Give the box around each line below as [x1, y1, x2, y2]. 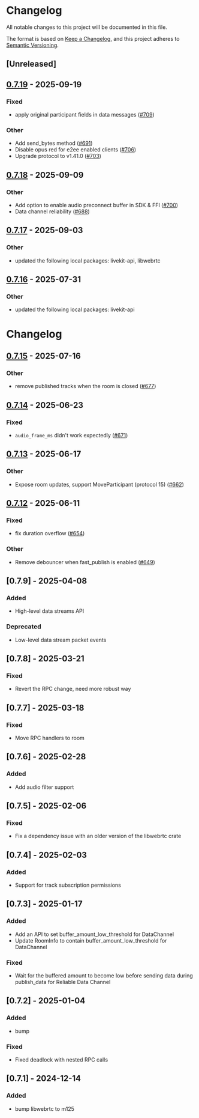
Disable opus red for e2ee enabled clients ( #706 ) [14, 146, 137, 153]
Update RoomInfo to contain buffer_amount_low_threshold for [14, 937, 167, 944]
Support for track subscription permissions [14, 881, 121, 889]
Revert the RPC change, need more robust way [14, 685, 131, 693]
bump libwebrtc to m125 [14, 1105, 75, 1112]
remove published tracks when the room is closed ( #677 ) [14, 383, 156, 390]
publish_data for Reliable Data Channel [14, 979, 111, 986]
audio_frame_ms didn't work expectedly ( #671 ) [14, 431, 128, 439]
